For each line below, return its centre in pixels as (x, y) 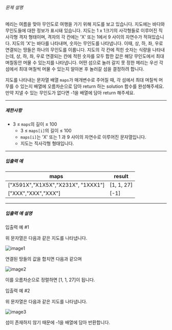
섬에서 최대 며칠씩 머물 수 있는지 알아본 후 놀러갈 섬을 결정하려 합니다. (75, 69)
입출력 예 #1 (17, 227)
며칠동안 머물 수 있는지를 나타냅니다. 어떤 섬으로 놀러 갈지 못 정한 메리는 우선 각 (84, 63)
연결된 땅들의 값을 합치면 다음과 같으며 (44, 259)
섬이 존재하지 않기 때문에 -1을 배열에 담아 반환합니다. (58, 322)
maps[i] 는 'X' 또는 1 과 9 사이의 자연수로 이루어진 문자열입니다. (83, 137)
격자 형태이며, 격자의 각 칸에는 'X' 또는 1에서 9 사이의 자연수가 (80, 37)
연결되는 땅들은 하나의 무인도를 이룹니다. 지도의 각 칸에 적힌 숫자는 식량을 (78, 50)
